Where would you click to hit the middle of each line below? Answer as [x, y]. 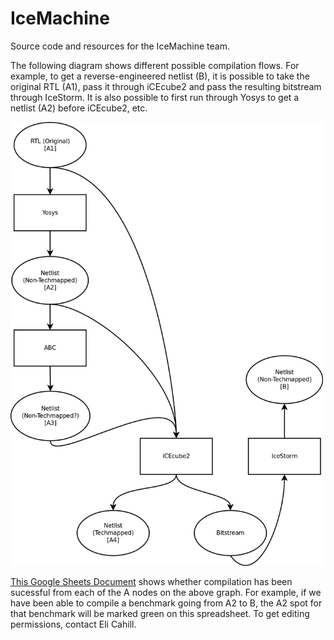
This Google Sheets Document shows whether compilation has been [151, 582]
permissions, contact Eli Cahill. [73, 624]
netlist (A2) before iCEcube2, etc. [79, 108]
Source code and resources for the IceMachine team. [120, 46]
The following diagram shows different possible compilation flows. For [155, 65]
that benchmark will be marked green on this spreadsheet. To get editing [160, 614]
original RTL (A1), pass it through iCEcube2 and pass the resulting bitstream [166, 86]
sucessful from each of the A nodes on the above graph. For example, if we [166, 593]
